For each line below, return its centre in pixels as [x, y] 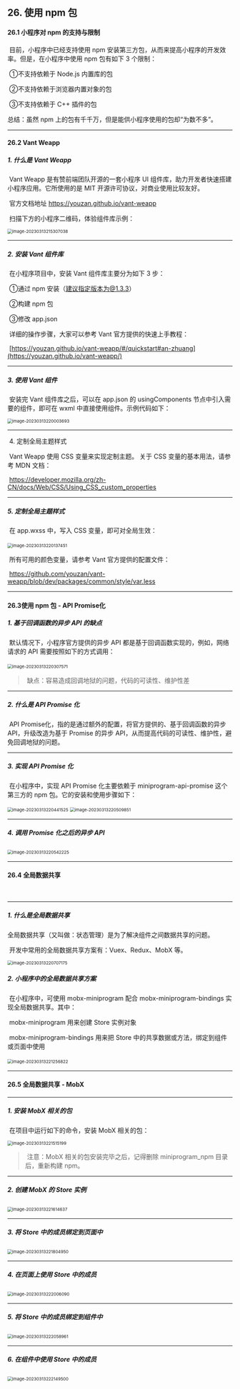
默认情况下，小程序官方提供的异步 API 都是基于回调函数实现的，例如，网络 [119, 642]
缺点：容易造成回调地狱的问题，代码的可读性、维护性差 [108, 680]
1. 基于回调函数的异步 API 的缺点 [55, 623]
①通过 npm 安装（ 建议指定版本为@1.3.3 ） [72, 289]
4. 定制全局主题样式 [38, 441]
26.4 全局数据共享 [34, 875]
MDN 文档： [33, 466]
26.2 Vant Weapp [34, 143]
